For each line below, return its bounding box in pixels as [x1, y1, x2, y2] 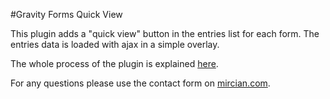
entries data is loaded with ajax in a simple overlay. [10, 39, 220, 50]
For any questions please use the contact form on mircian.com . [10, 77, 271, 89]
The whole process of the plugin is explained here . [10, 58, 219, 69]
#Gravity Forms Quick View [10, 9, 123, 20]
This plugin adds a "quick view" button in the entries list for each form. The [10, 28, 320, 39]
